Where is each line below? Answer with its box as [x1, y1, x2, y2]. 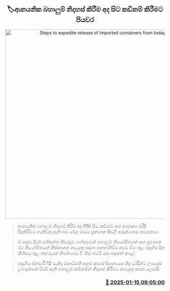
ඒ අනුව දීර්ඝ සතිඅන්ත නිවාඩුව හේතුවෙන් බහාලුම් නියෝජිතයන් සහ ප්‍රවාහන [17, 238, 162, 245]
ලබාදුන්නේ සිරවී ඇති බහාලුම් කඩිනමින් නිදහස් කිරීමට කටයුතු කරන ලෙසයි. [17, 266, 160, 272]
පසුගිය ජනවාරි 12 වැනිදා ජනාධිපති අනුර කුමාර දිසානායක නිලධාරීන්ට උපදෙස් [17, 260, 162, 266]
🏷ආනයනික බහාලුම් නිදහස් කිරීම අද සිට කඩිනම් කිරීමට [7, 5, 163, 14]
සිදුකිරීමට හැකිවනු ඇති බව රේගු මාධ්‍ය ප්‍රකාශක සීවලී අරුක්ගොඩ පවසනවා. [17, 228, 159, 234]
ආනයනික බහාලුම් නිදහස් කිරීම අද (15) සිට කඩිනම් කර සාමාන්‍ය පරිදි [17, 223, 147, 229]
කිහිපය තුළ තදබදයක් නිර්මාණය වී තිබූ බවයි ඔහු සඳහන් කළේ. [17, 250, 136, 256]
